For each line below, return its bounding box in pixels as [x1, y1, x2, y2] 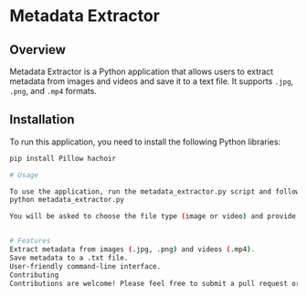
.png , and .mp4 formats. [9, 86, 98, 96]
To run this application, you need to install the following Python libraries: [9, 136, 281, 147]
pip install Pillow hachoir [9, 154, 117, 163]
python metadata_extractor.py [9, 196, 125, 205]
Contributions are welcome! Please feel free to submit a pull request [9, 279, 288, 288]
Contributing [9, 270, 59, 280]
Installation [9, 111, 75, 128]
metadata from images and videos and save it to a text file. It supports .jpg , [9, 76, 294, 87]
